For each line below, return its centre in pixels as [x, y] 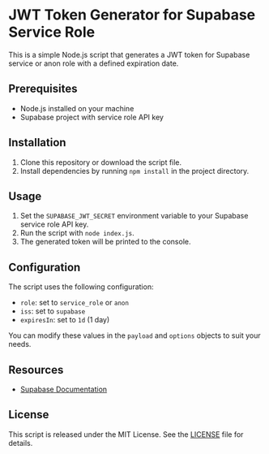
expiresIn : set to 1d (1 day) [65, 320]
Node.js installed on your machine [77, 108]
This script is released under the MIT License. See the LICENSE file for [126, 434]
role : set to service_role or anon [75, 303]
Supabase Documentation [64, 389]
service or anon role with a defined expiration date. [94, 63]
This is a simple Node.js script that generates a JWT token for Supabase [129, 54]
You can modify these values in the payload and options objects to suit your [134, 335]
